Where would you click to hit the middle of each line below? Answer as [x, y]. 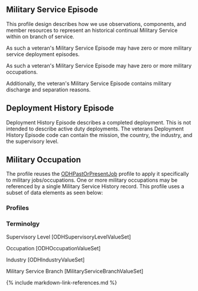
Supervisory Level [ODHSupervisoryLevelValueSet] [69, 237]
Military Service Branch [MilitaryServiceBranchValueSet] [75, 271]
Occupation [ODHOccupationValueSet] [53, 248]
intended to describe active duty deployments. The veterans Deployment [95, 129]
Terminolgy [23, 224]
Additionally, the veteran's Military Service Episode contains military [89, 83]
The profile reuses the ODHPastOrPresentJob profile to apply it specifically [98, 174]
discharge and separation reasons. [48, 89]
